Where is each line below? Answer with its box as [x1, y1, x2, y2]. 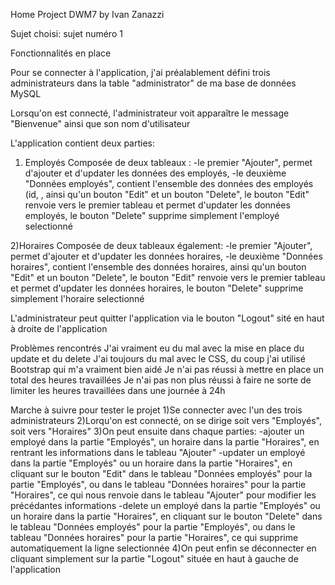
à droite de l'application [10, 323, 108, 334]
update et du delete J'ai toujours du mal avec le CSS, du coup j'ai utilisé [10, 353, 306, 364]
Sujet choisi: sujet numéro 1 [10, 28, 123, 39]
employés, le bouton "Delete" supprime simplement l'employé [24, 210, 280, 221]
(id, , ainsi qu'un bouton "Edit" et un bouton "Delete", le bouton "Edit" [24, 189, 310, 200]
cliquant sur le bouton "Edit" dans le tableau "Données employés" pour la [10, 468, 313, 479]
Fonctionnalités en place [10, 47, 112, 59]
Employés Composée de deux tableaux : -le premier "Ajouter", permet [24, 157, 313, 168]
